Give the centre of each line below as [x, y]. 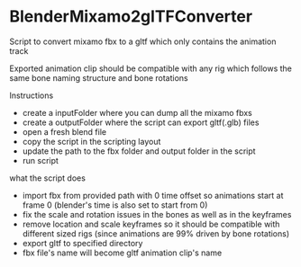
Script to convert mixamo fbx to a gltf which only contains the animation [143, 41]
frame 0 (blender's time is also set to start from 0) [115, 205]
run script [40, 160]
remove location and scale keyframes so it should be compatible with [151, 224]
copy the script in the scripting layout [91, 141]
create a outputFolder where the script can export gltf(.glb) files [141, 122]
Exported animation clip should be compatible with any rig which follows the [151, 68]
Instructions [32, 95]
